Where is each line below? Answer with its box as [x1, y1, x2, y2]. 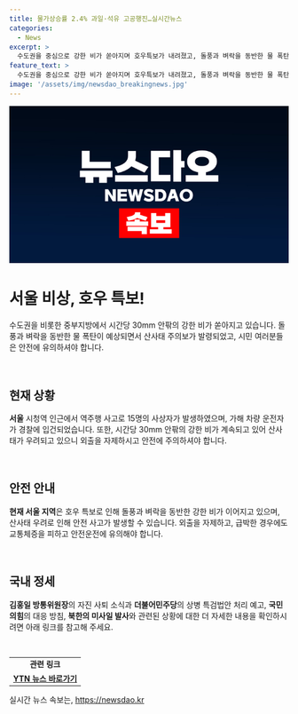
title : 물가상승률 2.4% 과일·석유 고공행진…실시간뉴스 [9, 14, 183, 23]
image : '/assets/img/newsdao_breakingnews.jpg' [9, 80, 189, 89]
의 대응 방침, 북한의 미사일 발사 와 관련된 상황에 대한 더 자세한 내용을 [23, 610, 257, 621]
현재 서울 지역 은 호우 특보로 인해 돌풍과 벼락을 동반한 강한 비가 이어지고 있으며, [9, 506, 280, 517]
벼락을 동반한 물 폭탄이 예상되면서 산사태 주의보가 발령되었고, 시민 [25, 331, 253, 342]
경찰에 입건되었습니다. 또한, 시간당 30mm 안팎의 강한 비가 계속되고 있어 [18, 424, 266, 434]
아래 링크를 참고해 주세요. [25, 622, 114, 632]
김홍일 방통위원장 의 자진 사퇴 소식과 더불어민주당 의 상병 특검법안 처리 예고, [9, 599, 267, 610]
